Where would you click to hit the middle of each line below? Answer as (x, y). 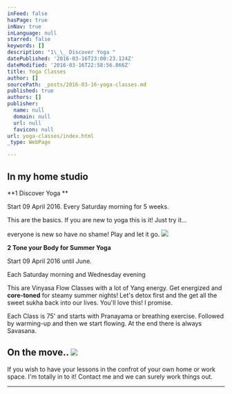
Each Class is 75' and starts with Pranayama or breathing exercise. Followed (116, 316)
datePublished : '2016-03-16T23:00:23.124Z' (71, 59)
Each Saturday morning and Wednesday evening (77, 274)
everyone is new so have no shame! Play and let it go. (84, 234)
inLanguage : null (32, 33)
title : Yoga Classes (37, 71)
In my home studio (48, 176)
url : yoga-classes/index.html (51, 136)
